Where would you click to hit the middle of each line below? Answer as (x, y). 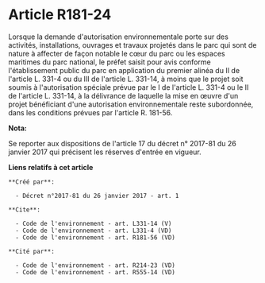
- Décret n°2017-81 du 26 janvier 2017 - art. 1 (97, 196)
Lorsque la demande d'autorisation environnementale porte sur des (118, 37)
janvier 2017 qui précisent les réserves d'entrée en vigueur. (105, 152)
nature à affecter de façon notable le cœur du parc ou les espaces (117, 53)
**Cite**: (25, 209)
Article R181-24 (60, 15)
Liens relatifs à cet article (51, 167)
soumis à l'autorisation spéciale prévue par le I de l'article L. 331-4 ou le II (129, 87)
